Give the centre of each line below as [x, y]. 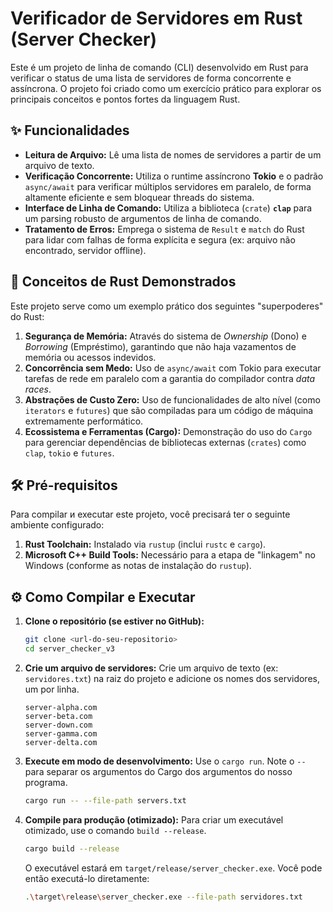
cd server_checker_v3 [69, 649]
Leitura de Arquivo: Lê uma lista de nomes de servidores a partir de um [173, 154]
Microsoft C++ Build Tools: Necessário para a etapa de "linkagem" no [170, 555]
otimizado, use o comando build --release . [115, 830]
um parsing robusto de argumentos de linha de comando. [143, 218]
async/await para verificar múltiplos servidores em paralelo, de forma [168, 186]
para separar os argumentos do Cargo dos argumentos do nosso [158, 771]
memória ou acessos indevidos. [90, 357]
